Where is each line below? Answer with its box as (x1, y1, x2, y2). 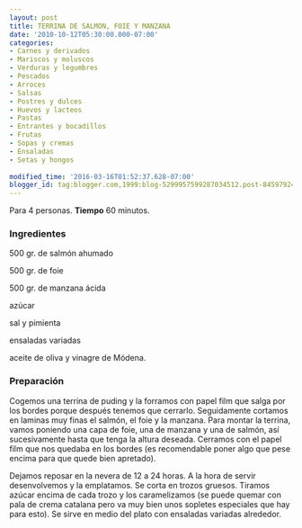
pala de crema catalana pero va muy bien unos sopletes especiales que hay (9, 498, 290, 509)
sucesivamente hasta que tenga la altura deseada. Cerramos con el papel (9, 434, 282, 444)
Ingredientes (9, 228, 67, 240)
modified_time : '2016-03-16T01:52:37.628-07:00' (9, 172, 195, 181)
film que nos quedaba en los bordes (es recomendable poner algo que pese (9, 443, 290, 454)
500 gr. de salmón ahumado (9, 248, 114, 259)
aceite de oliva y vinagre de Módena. (9, 353, 147, 363)
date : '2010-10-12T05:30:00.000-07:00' (9, 30, 159, 39)
